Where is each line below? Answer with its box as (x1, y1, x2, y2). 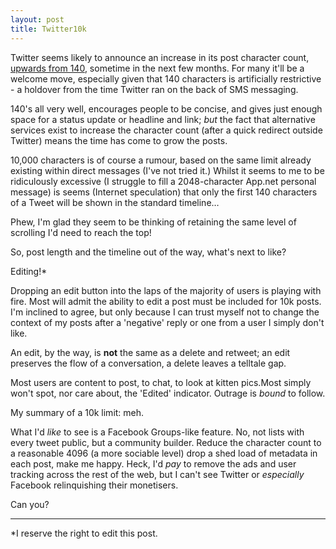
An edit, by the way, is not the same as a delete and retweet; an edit (10, 346, 291, 358)
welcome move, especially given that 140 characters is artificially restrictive (10, 72, 322, 85)
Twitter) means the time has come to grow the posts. (10, 134, 228, 146)
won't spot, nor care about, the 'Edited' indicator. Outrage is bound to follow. (10, 387, 326, 399)
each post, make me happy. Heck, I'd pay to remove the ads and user (10, 457, 297, 470)
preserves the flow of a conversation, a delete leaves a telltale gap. (10, 357, 287, 369)
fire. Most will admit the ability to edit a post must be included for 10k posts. (10, 295, 322, 307)
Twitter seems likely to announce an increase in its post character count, (10, 51, 310, 63)
